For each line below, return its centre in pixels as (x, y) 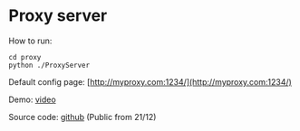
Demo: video (32, 99)
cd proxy (25, 57)
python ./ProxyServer (49, 65)
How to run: (30, 41)
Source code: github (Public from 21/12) (82, 117)
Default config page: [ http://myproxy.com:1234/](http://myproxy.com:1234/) (150, 81)
